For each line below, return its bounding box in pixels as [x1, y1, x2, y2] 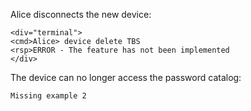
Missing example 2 [10, 91, 87, 101]
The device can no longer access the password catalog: [10, 72, 242, 83]
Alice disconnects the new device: [10, 9, 152, 20]
